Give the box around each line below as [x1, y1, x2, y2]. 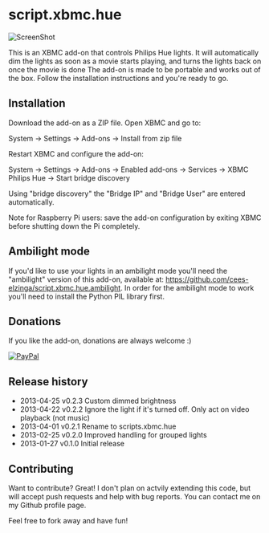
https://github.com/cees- [165, 275, 249, 284]
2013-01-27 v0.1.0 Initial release [19, 439, 125, 449]
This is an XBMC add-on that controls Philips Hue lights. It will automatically [8, 47, 259, 57]
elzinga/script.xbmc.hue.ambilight [8, 283, 121, 292]
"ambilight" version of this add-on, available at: [8, 275, 165, 284]
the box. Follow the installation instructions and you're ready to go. [8, 73, 229, 83]
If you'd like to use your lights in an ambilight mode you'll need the [8, 266, 227, 275]
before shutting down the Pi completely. [8, 221, 141, 230]
